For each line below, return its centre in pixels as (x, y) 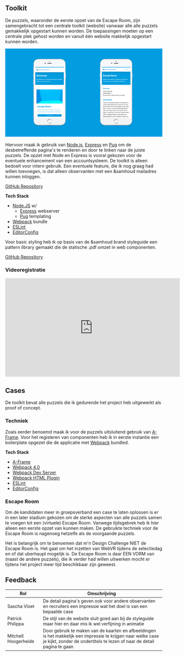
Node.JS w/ (24, 206)
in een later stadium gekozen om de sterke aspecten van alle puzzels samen (84, 517)
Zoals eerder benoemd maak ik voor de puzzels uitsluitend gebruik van (78, 431)
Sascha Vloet (21, 606)
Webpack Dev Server (34, 472)
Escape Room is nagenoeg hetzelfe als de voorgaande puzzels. (70, 533)
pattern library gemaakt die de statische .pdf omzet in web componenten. (81, 247)
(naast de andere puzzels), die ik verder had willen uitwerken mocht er (78, 559)
